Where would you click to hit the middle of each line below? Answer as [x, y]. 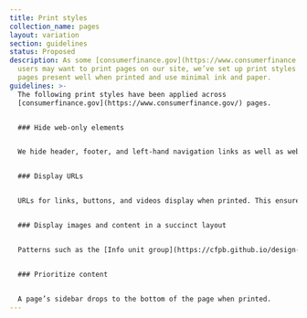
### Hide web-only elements [71, 127]
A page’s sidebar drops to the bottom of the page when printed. [145, 299]
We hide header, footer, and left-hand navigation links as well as [151, 152]
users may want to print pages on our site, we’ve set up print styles [157, 69]
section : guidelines [49, 43]
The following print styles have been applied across [122, 94]
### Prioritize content [63, 274]
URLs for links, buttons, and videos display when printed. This [145, 201]
